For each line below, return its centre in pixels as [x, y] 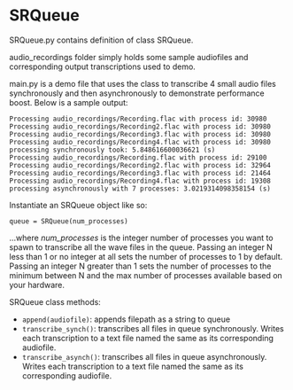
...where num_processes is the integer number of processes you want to [141, 238]
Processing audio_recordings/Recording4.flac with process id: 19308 [140, 181]
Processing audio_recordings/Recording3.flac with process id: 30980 [140, 134]
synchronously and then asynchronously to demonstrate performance [137, 93]
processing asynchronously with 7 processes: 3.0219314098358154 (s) [140, 188]
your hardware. [37, 285]
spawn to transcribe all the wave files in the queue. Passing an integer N [141, 247]
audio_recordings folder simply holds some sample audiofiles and [129, 57]
